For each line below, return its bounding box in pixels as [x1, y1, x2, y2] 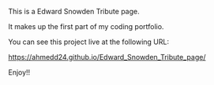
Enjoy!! [8, 68, 31, 77]
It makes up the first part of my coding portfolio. [8, 22, 164, 31]
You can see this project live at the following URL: [8, 37, 170, 46]
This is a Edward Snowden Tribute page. [8, 7, 140, 16]
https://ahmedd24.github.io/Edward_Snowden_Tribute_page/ [8, 53, 206, 61]
